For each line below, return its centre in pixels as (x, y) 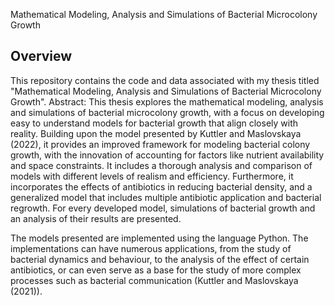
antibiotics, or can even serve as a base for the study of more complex (156, 270)
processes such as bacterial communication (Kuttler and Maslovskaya (154, 280)
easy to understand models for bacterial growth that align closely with (154, 123)
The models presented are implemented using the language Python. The (159, 238)
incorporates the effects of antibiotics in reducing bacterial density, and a (161, 186)
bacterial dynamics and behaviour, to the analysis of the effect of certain (160, 259)
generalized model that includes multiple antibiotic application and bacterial (166, 197)
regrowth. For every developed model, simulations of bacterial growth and (163, 208)
